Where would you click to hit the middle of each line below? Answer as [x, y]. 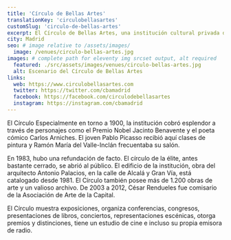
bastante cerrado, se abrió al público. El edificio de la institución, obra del [111, 166]
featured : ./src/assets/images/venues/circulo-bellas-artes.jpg [107, 65]
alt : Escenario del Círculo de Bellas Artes [78, 71]
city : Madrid [26, 39]
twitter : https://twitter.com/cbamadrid [72, 90]
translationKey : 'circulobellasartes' [63, 20]
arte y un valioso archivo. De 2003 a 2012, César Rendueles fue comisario [112, 188]
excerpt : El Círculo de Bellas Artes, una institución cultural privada [113, 33]
